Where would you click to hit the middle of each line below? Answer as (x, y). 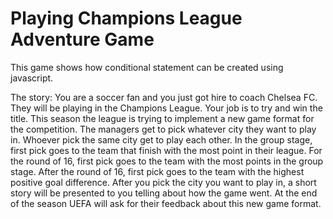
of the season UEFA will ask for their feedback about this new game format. (166, 203)
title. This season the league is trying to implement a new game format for (162, 118)
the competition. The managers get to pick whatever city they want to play (163, 129)
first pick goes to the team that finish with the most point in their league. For (166, 150)
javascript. (32, 78)
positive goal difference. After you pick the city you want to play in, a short (163, 182)
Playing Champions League (126, 18)
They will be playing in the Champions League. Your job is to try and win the (166, 108)
